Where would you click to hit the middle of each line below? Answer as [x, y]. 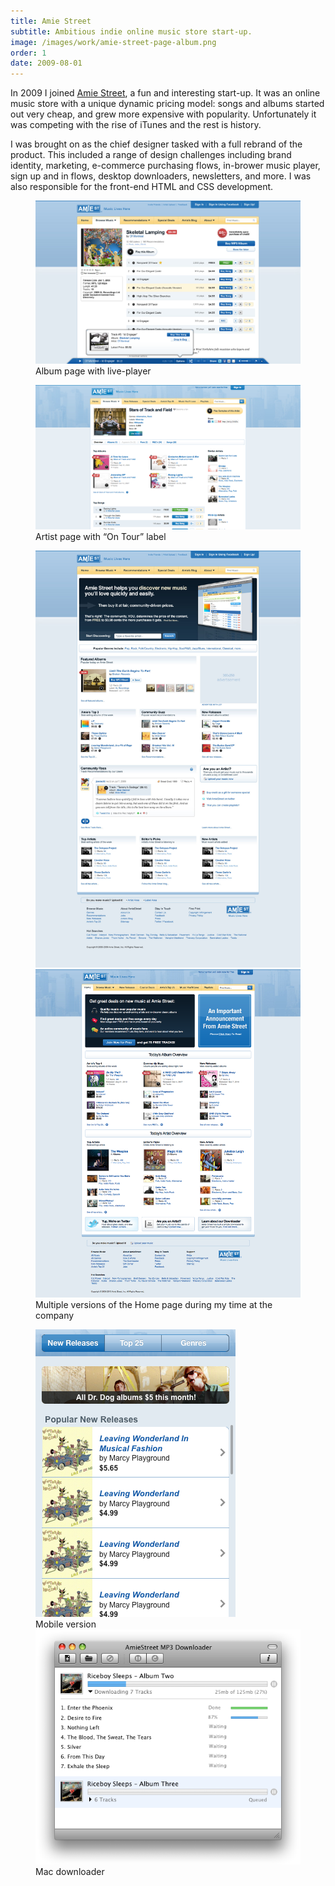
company [55, 1315]
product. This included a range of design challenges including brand [151, 155]
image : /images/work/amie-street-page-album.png [113, 42]
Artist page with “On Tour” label [101, 537]
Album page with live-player [93, 371]
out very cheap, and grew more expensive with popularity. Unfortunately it [163, 114]
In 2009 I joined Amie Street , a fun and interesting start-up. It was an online [165, 93]
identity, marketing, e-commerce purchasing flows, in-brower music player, [165, 166]
